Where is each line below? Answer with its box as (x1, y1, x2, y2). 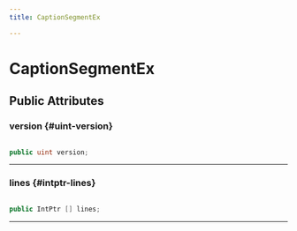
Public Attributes (9, 93, 104, 108)
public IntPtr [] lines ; (9, 205, 101, 213)
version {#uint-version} (9, 120, 113, 132)
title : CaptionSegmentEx (9, 12, 101, 22)
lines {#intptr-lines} (9, 177, 96, 190)
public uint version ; (9, 147, 89, 157)
